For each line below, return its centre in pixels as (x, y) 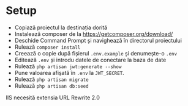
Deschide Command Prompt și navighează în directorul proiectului (98, 40)
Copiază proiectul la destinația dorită (61, 27)
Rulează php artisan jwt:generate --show (68, 66)
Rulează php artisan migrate (52, 79)
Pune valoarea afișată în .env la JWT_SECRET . (70, 72)
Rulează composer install (47, 47)
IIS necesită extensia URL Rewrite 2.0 (53, 97)
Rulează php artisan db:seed (52, 85)
